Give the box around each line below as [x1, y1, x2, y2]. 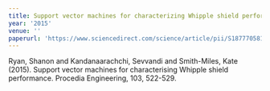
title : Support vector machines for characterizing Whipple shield [8, 11, 239, 20]
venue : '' [8, 27, 42, 35]
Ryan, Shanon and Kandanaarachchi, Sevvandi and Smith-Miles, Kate [8, 56, 239, 66]
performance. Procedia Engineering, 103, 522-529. [8, 73, 177, 83]
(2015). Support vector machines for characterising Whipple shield [8, 65, 229, 75]
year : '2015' [8, 19, 52, 27]
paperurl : [8, 34, 42, 43]
